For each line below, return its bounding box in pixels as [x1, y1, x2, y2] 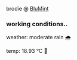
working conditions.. [6, 20, 68, 28]
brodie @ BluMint [6, 5, 49, 12]
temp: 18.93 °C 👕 [6, 48, 48, 55]
